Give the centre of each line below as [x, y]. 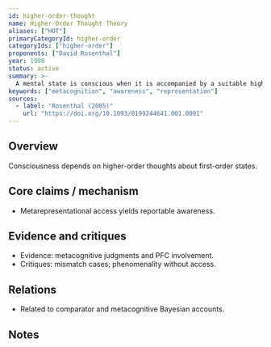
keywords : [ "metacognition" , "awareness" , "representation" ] [113, 91]
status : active [34, 69]
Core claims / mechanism [73, 191]
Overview [33, 146]
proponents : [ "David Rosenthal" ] [65, 53]
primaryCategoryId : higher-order [65, 38]
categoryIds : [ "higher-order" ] [61, 46]
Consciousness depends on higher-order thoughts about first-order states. [133, 166]
